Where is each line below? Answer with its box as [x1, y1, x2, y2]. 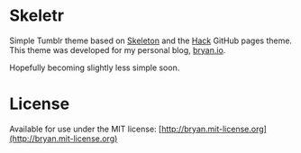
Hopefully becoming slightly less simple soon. [9, 62, 180, 73]
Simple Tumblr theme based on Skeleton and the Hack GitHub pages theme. [9, 35, 293, 46]
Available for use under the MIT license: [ [9, 123, 162, 134]
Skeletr [9, 5, 65, 26]
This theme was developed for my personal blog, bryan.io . [9, 44, 226, 55]
